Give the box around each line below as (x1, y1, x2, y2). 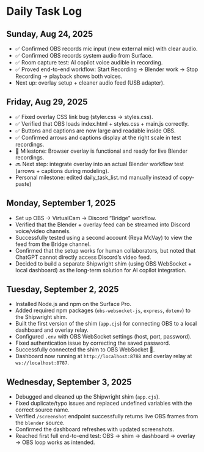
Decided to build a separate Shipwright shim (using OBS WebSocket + (15, 259, 192, 267)
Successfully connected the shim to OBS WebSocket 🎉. (15, 346, 155, 353)
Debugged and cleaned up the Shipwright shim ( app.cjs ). (15, 393, 160, 400)
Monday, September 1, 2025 (6, 198, 116, 209)
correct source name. (15, 406, 70, 413)
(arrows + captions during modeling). (15, 167, 109, 174)
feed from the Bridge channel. (15, 240, 91, 248)
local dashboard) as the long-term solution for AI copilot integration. (15, 266, 187, 274)
